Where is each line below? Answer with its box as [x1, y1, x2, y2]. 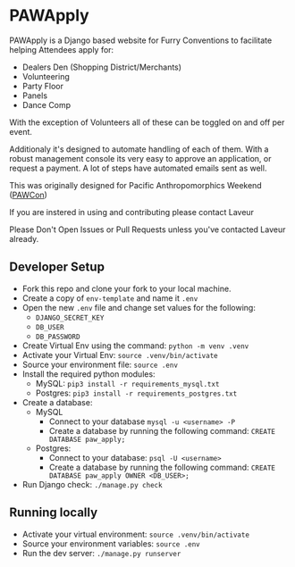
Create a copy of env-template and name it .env [21, 292, 198, 304]
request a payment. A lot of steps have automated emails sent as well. [9, 163, 267, 173]
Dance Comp [21, 99, 72, 110]
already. [9, 233, 39, 244]
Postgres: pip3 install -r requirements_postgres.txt [35, 388, 238, 398]
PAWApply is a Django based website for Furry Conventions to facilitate [9, 35, 273, 46]
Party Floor [21, 80, 64, 91]
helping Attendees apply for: [9, 44, 114, 54]
